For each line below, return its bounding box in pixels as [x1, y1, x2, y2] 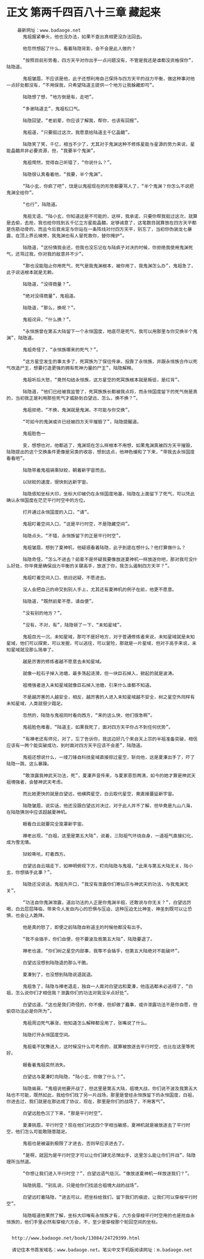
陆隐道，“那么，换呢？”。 [22, 304, 79, 311]
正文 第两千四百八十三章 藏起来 [6, 5, 161, 20]
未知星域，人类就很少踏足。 [6, 700, 66, 706]
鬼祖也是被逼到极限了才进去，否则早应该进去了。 [22, 1140, 127, 1147]
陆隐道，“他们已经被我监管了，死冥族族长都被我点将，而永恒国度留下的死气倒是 [22, 389, 194, 395]
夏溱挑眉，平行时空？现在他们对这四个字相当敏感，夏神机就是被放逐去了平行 [22, 1122, 186, 1128]
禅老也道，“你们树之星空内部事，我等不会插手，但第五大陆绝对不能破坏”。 [22, 948, 183, 954]
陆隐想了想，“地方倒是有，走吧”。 [22, 94, 96, 100]
